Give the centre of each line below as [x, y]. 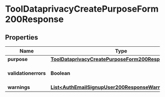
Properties [22, 37]
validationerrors [27, 73]
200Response [34, 19]
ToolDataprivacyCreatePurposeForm [82, 9]
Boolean [60, 73]
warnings [19, 87]
